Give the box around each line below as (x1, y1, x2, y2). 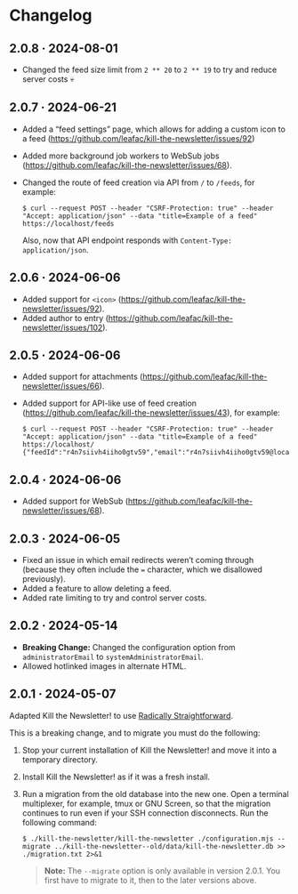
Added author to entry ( (21, 312, 109, 323)
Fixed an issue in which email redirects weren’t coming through (21, 555, 254, 566)
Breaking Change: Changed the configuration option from (21, 641, 236, 652)
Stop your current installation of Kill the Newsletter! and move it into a (21, 745, 278, 755)
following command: (21, 817, 98, 827)
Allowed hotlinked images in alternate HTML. (21, 660, 187, 672)
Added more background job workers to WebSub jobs (21, 150, 220, 161)
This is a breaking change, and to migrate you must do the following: (9, 727, 261, 738)
